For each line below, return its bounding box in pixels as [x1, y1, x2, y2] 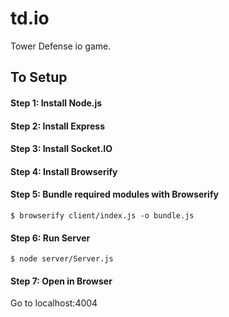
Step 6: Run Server [10, 232, 91, 244]
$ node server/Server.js [10, 254, 114, 264]
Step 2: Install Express [10, 120, 105, 132]
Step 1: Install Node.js [10, 97, 103, 109]
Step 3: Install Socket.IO [10, 143, 113, 155]
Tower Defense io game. [10, 40, 112, 52]
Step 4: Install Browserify [10, 165, 118, 177]
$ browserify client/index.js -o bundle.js [10, 210, 195, 221]
